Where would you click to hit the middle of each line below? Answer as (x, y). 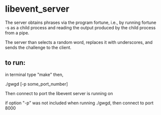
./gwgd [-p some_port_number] (36, 84)
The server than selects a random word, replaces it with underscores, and (79, 42)
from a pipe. (17, 33)
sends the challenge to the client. (38, 47)
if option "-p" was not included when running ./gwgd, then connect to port (79, 103)
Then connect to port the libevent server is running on (59, 93)
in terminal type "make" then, (34, 75)
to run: (15, 63)
